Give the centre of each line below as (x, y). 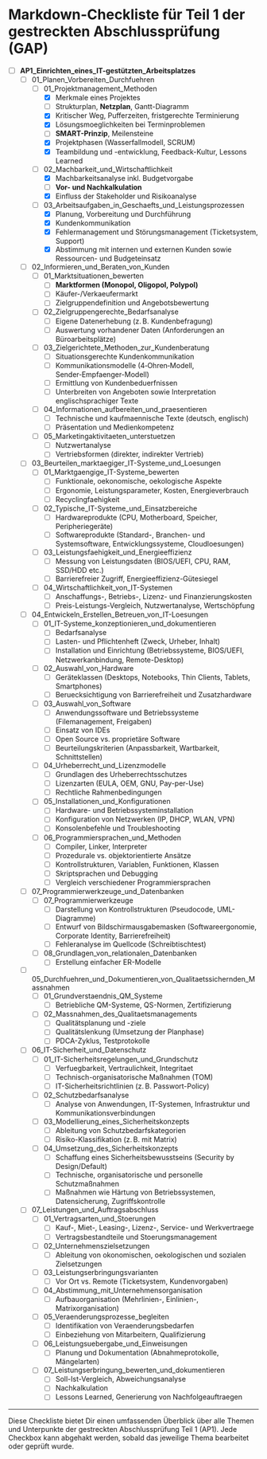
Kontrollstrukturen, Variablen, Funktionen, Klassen (137, 864)
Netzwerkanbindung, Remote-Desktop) (120, 660)
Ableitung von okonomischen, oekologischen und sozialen (151, 1255)
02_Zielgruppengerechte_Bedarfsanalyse (111, 312)
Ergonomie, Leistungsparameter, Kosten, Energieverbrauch (152, 490)
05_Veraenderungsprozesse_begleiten (106, 1316)
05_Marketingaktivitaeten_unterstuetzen (109, 437)
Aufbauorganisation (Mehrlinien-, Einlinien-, (127, 1299)
